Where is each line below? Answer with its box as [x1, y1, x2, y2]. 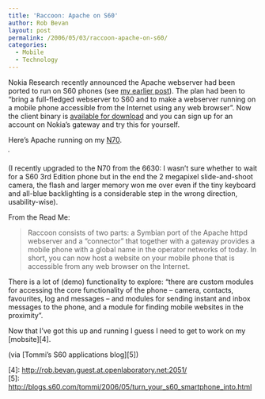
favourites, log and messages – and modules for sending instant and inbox [8, 293, 251, 303]
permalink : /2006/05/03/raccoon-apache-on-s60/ [8, 33, 168, 42]
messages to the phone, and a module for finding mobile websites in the [8, 302, 244, 312]
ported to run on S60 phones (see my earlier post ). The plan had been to [8, 86, 245, 95]
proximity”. [8, 310, 44, 320]
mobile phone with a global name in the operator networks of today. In [27, 244, 257, 254]
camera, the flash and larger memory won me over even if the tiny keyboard [8, 180, 256, 190]
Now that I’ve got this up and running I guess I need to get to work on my [8, 326, 246, 336]
